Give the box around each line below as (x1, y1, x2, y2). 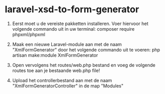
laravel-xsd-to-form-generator (5, 4, 139, 15)
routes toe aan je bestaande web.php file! (12, 67, 100, 74)
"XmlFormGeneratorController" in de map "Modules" (12, 83, 124, 89)
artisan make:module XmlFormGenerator (12, 52, 98, 58)
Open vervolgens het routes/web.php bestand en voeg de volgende (12, 62, 156, 68)
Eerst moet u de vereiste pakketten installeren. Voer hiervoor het (12, 20, 149, 27)
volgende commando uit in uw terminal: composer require (12, 26, 135, 32)
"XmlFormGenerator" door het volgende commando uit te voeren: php (12, 46, 160, 53)
